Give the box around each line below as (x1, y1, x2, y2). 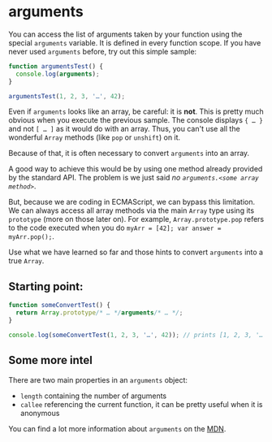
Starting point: (8, 279, 84, 293)
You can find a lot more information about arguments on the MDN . (8, 423, 227, 433)
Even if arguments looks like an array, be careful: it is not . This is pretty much (8, 106, 264, 116)
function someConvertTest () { (8, 301, 111, 310)
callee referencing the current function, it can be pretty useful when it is (19, 399, 263, 409)
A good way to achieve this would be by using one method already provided (8, 164, 263, 174)
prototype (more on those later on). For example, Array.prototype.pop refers (8, 214, 265, 224)
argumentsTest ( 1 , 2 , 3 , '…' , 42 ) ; (8, 92, 126, 100)
